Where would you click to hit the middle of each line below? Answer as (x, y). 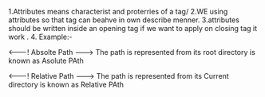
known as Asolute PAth (46, 60)
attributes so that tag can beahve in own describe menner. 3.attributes (124, 20)
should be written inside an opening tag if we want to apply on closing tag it (133, 28)
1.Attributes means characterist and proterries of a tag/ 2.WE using (118, 12)
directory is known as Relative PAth (66, 84)
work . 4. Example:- (41, 37)
